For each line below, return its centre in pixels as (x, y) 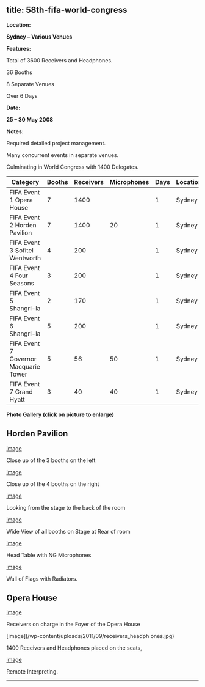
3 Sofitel (21, 250)
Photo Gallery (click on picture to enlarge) (60, 414)
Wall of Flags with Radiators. (42, 579)
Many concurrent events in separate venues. (63, 155)
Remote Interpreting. (32, 672)
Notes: (15, 131)
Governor (23, 359)
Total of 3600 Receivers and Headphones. (59, 60)
